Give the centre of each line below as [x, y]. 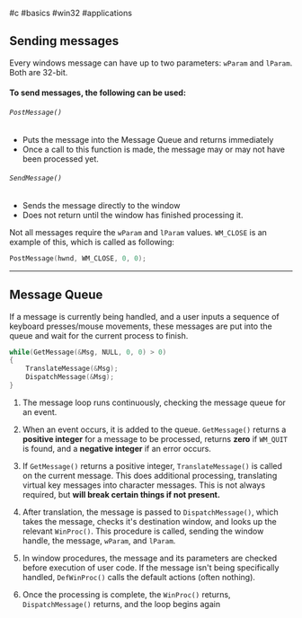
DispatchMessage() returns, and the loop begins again [121, 604]
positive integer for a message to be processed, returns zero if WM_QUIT [155, 438]
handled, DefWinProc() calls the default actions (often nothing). [139, 577]
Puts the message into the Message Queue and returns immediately [148, 139]
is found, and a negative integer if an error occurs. [116, 448]
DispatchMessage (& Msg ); [70, 377]
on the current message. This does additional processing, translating [150, 475]
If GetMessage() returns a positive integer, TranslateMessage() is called [152, 465]
